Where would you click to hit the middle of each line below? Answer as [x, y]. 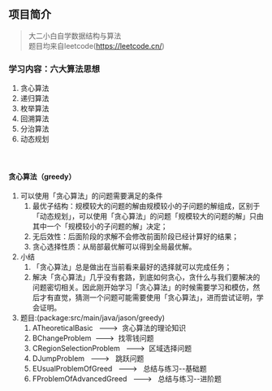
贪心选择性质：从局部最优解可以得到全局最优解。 [114, 247]
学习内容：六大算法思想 [54, 69]
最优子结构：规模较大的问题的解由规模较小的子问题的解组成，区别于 [146, 206]
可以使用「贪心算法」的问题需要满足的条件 [91, 196]
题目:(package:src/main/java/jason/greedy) [92, 318]
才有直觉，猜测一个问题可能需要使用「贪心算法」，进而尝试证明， [148, 298]
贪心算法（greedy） [42, 176]
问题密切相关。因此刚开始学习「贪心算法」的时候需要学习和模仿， [142, 288]
